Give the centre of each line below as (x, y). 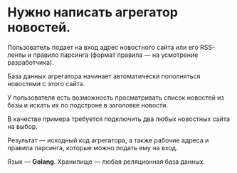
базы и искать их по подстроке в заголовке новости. (88, 105)
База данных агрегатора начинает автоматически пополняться (104, 76)
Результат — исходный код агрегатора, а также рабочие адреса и (108, 140)
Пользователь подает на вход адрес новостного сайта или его (103, 47)
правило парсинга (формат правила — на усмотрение (116, 55)
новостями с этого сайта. (46, 83)
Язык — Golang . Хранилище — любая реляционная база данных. (106, 162)
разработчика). (31, 62)
